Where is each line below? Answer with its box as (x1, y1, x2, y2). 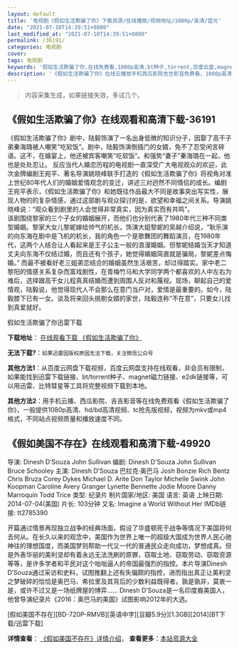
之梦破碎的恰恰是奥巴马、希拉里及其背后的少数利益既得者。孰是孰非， (7, 577, 213, 586)
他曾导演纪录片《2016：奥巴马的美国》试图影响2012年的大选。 (7, 595, 192, 603)
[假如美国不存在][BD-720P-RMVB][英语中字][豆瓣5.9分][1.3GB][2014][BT (7, 610, 219, 619)
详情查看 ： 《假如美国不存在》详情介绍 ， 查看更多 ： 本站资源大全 (7, 634, 198, 643)
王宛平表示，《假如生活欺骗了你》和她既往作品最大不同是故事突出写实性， (7, 187, 223, 196)
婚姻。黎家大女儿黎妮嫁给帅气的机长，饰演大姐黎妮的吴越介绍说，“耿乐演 (13, 223, 229, 232)
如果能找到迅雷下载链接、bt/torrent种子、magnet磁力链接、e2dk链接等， (7, 372, 222, 382)
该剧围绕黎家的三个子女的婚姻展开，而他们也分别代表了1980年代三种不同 (7, 214, 221, 223)
